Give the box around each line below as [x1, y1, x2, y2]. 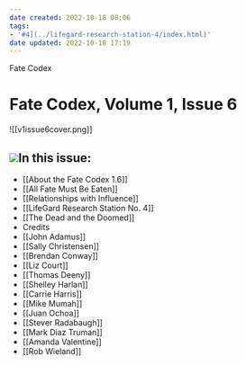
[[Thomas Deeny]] [22, 270, 91, 280]
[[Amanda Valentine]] [22, 336, 102, 347]
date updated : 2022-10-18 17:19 [9, 38, 131, 48]
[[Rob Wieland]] [22, 346, 82, 356]
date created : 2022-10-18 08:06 [9, 13, 131, 22]
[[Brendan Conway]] [22, 251, 99, 261]
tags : [9, 22, 30, 31]
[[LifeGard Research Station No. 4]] [22, 203, 155, 213]
